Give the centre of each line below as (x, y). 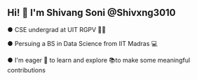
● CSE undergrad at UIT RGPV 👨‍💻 (57, 29)
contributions (26, 70)
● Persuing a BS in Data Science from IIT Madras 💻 (82, 43)
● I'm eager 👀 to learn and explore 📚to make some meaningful (99, 60)
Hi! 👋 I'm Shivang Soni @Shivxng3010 (92, 13)
